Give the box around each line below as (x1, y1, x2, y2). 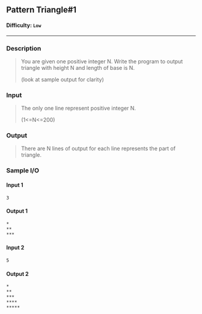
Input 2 (6, 244, 25, 251)
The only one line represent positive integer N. (20, 105, 136, 112)
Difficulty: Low (6, 21, 41, 29)
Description (6, 44, 41, 52)
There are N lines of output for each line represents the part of (20, 145, 176, 152)
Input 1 (6, 181, 23, 189)
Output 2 (6, 270, 29, 277)
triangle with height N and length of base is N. (20, 64, 135, 71)
